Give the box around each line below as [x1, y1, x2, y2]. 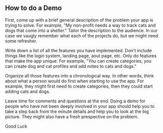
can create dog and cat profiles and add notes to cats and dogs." [5, 63, 136, 69]
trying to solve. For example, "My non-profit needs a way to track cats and [5, 22, 156, 28]
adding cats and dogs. [5, 88, 51, 94]
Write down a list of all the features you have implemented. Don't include [5, 47, 152, 53]
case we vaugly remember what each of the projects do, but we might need [5, 33, 159, 38]
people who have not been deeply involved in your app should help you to [5, 103, 155, 109]
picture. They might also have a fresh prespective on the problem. [5, 113, 138, 120]
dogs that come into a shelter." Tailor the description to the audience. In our [5, 27, 158, 33]
